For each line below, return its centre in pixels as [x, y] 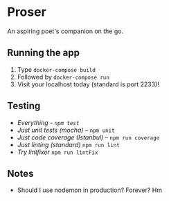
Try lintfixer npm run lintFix [57, 152]
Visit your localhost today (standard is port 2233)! [88, 84]
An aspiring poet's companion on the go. [65, 31]
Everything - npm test [48, 122]
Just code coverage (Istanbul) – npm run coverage [88, 137]
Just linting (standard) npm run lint [68, 144]
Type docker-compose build [56, 69]
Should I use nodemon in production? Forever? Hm [90, 190]
